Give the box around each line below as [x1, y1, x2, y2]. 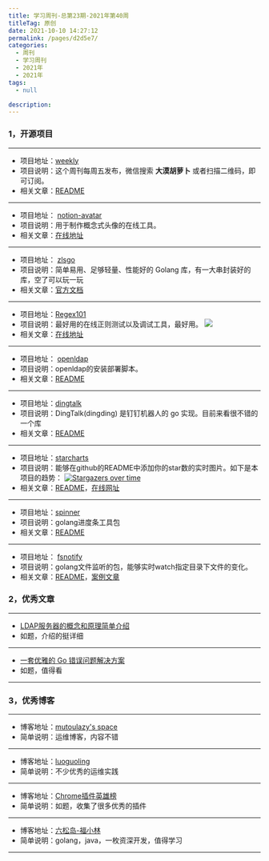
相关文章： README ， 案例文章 [19, 571, 120, 581]
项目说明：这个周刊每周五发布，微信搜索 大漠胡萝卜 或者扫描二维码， [19, 166, 249, 175]
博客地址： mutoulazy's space [19, 722, 118, 732]
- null [15, 86, 38, 94]
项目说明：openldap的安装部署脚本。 [19, 363, 143, 373]
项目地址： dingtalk [19, 398, 82, 408]
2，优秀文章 [8, 594, 55, 605]
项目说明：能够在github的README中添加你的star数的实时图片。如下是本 [19, 463, 259, 472]
